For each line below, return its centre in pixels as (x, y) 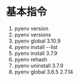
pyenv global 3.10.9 (37, 41)
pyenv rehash (31, 59)
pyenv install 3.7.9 (36, 53)
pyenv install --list (36, 47)
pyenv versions (33, 34)
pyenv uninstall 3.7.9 (39, 65)
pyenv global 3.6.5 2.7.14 (44, 72)
